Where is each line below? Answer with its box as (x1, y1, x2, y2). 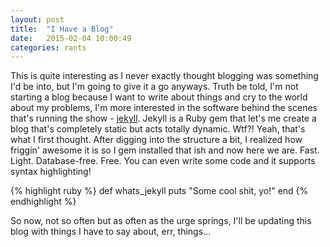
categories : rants (10, 42, 87, 53)
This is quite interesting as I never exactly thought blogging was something (10, 70, 319, 82)
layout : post (10, 14, 65, 25)
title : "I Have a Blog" (10, 24, 114, 34)
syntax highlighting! (10, 166, 92, 178)
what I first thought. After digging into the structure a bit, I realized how (10, 134, 303, 146)
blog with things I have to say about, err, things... (10, 226, 212, 238)
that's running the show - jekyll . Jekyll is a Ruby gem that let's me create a (10, 112, 317, 125)
